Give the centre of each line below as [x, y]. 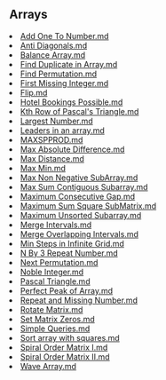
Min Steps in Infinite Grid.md [72, 243]
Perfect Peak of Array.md [67, 290]
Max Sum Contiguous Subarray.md [84, 186]
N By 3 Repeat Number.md [69, 253]
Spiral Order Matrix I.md [64, 347]
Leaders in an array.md [63, 130]
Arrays [28, 15]
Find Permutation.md [59, 74]
